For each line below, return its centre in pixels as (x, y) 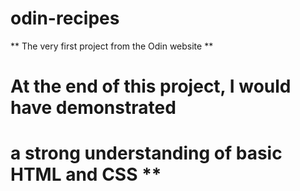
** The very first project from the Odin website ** (112, 46)
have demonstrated (93, 108)
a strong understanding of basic (146, 153)
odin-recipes (65, 18)
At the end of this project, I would (151, 86)
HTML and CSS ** (86, 174)
